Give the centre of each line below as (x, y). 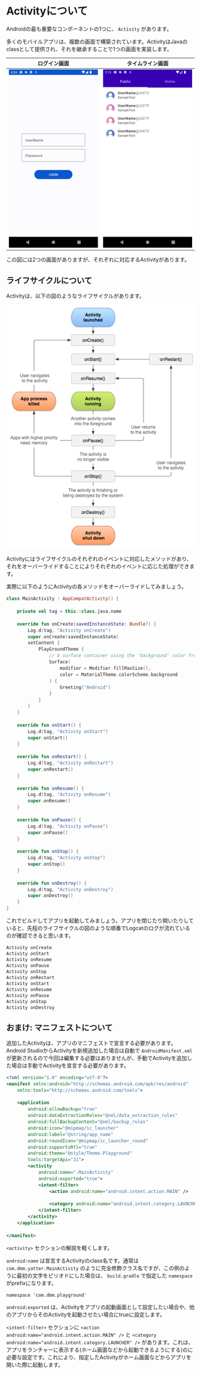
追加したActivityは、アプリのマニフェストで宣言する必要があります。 (91, 1043)
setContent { (44, 643)
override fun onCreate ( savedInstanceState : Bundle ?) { (87, 624)
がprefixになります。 (31, 1283)
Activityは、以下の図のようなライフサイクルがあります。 (75, 296)
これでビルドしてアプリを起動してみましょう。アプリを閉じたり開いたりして (100, 921)
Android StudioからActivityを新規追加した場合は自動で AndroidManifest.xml (99, 1050)
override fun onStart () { (49, 725)
